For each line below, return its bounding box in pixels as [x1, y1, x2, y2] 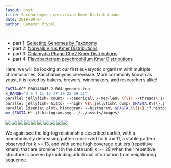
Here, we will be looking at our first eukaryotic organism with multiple [5, 66, 151, 72]
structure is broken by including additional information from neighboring [5, 151, 156, 157]
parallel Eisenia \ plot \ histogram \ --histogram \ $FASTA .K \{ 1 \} [5, 105, 145, 111]
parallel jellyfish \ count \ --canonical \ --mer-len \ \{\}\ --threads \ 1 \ [5, 96, 165, 101]
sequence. [5, 157, 28, 163]
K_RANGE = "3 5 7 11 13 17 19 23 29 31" [5, 91, 88, 96]
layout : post [5, 7, 33, 13]
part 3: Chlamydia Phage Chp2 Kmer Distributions [12, 51, 118, 57]
